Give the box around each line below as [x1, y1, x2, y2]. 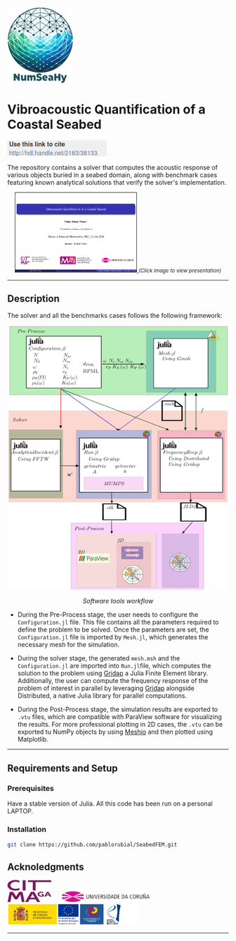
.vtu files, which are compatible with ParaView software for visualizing [17, 713, 223, 721]
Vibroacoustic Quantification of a [7, 102, 206, 117]
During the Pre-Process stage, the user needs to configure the [17, 610, 199, 619]
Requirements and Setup [7, 762, 118, 774]
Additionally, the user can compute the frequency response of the [17, 677, 209, 685]
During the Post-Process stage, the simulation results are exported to [17, 705, 218, 714]
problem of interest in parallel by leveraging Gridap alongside [17, 684, 195, 693]
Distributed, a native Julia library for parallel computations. [17, 691, 188, 700]
